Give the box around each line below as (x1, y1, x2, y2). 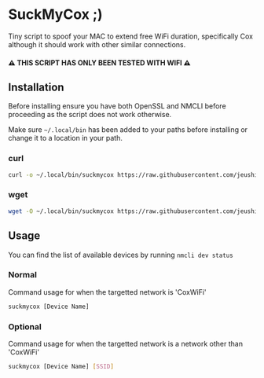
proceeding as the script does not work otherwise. (8, 110, 172, 119)
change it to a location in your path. (8, 134, 123, 143)
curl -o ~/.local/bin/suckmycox (8, 171, 114, 178)
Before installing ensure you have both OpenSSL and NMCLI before (8, 101, 226, 111)
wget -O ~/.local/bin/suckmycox (8, 207, 114, 215)
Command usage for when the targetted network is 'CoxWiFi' (8, 287, 207, 296)
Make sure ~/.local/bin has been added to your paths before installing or (8, 125, 248, 134)
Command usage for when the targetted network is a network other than (8, 339, 244, 348)
